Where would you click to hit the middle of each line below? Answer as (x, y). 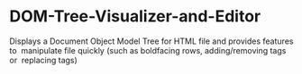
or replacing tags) (44, 60)
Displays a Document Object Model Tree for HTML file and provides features (151, 41)
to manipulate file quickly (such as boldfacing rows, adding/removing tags (148, 50)
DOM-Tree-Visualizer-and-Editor (135, 16)
